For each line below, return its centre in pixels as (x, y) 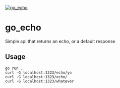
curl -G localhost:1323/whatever (40, 81)
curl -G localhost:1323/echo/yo (38, 72)
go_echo (23, 28)
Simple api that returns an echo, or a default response (60, 41)
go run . (14, 68)
